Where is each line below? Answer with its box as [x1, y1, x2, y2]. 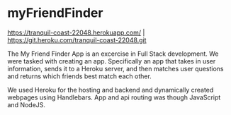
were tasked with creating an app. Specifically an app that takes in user [7, 56, 216, 65]
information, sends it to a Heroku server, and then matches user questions [7, 64, 224, 73]
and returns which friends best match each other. [7, 72, 152, 80]
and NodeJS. [7, 100, 46, 109]
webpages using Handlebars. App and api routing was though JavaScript [7, 93, 221, 102]
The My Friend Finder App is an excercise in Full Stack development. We [7, 49, 219, 58]
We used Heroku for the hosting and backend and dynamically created [7, 85, 214, 94]
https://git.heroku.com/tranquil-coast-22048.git [7, 35, 147, 44]
